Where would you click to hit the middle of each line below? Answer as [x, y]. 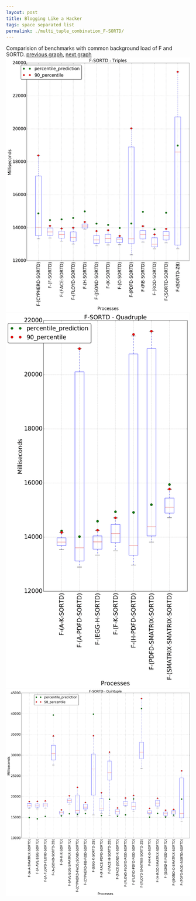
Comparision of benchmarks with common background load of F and [89, 48]
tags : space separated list [40, 25]
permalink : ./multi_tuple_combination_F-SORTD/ [65, 31]
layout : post [22, 12]
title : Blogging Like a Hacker [44, 18]
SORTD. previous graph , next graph [49, 54]
